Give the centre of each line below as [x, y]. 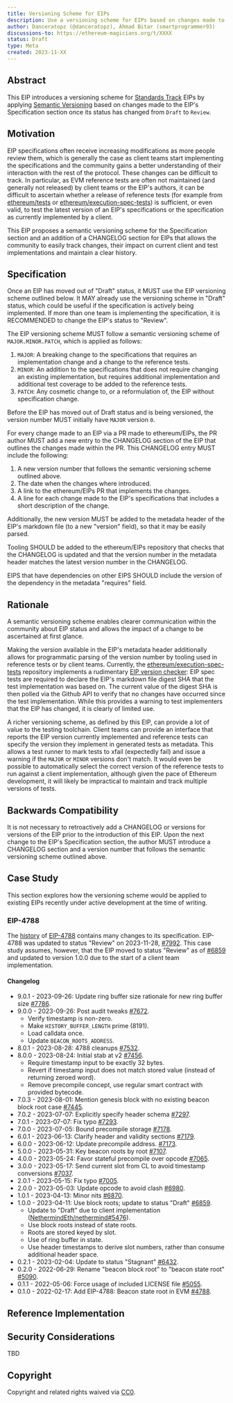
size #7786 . [34, 1004]
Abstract [27, 81]
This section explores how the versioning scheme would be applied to [107, 895]
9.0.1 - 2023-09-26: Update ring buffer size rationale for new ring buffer [120, 996]
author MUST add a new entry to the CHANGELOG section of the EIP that [112, 441]
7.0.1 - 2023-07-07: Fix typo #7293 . [68, 1122]
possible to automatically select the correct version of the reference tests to [115, 766]
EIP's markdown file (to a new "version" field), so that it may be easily [107, 527]
